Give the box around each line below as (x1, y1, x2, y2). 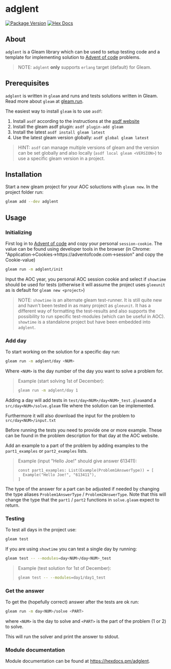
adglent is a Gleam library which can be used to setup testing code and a (5, 48, 160, 54)
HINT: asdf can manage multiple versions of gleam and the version (17, 144, 159, 151)
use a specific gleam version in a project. (17, 155, 105, 161)
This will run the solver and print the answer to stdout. (5, 633, 120, 640)
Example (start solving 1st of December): (17, 378, 104, 384)
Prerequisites (5, 79, 49, 88)
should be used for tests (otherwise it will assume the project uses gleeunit (5, 281, 165, 288)
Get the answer (5, 587, 45, 594)
